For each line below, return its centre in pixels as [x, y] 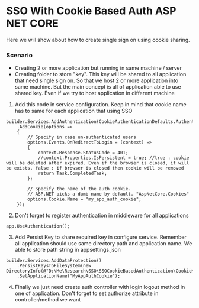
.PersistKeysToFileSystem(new [54, 266]
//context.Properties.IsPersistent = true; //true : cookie [113, 158]
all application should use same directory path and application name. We [103, 244]
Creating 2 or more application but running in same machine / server [98, 68]
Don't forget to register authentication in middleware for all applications [102, 215]
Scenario [19, 55]
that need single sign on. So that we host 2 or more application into [97, 80]
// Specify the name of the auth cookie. [79, 189]
